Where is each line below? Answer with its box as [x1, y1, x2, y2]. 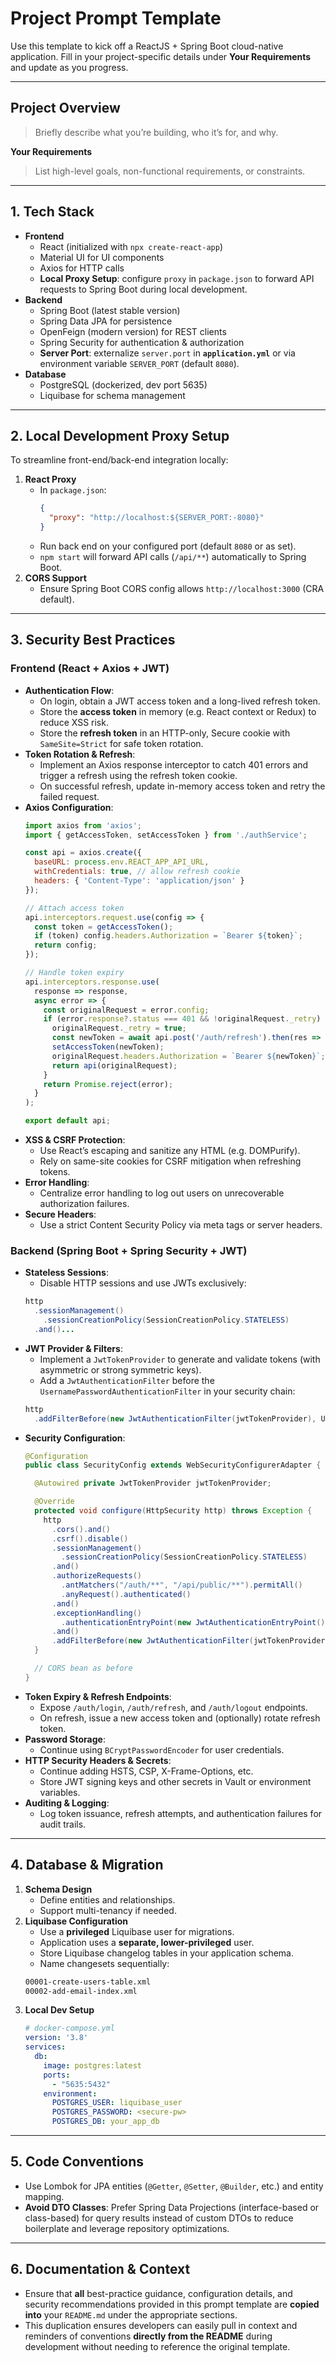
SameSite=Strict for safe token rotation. [39, 737, 204, 749]
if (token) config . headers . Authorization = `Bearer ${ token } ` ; [34, 931, 303, 941]
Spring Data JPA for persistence [39, 315, 173, 327]
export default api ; [24, 1116, 111, 1126]
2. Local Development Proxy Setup [10, 427, 230, 444]
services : [24, 2042, 67, 2052]
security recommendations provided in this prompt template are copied [24, 2298, 320, 2310]
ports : [43, 2070, 71, 2080]
